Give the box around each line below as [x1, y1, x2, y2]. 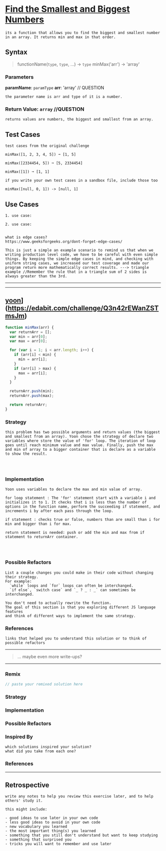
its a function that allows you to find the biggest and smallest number [5, 30, 161, 35]
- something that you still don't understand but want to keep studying [5, 833, 158, 838]
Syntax [5, 48, 28, 56]
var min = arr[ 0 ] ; [9, 334, 48, 339]
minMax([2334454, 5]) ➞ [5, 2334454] [5, 161, 83, 166]
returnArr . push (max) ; [9, 393, 54, 398]
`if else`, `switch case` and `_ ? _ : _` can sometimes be [9, 587, 136, 593]
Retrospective [5, 781, 49, 789]
